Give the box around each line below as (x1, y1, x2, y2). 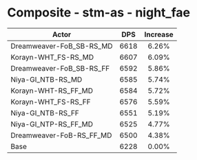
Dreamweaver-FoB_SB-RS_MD (10, 41, 113, 51)
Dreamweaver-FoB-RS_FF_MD (10, 130, 112, 140)
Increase (144, 30, 174, 39)
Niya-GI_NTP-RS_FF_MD (10, 119, 94, 128)
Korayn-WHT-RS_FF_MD (10, 86, 94, 95)
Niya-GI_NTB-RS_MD (10, 74, 83, 84)
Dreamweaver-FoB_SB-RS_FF (10, 63, 110, 73)
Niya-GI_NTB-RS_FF (10, 108, 79, 117)
